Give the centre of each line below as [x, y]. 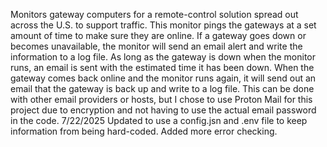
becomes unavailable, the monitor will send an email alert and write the [156, 46]
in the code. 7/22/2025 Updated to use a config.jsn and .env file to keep [159, 120]
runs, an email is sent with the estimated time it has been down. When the [162, 67]
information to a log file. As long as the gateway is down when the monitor [163, 57]
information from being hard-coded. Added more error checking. [144, 131]
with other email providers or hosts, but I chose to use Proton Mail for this [161, 99]
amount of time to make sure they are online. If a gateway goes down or [158, 35]
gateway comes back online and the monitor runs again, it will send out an [163, 78]
